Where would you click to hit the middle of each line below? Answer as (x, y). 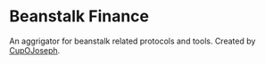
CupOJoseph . (35, 50)
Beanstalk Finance (79, 16)
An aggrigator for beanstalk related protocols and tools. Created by (132, 41)
